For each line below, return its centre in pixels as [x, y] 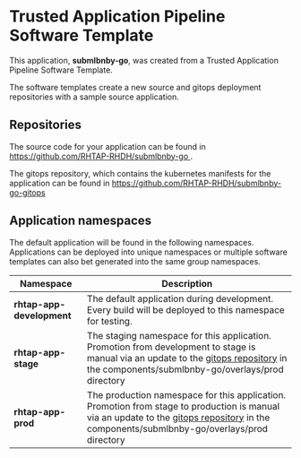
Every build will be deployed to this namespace [185, 309]
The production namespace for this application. [186, 394]
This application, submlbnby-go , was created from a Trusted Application [144, 60]
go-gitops [28, 192]
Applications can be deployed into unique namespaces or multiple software [149, 252]
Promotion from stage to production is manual [183, 406]
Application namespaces [81, 221]
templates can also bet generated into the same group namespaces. [135, 261]
